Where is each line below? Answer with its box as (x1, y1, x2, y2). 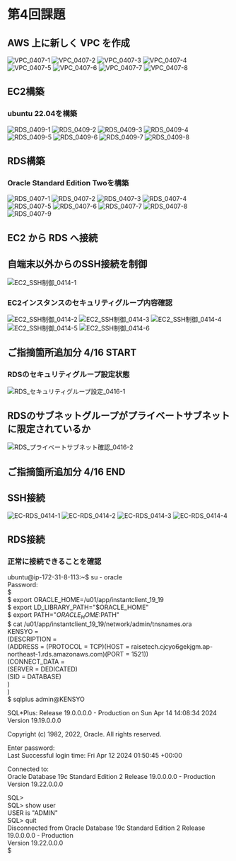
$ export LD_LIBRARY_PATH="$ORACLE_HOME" (7, 603, 149, 612)
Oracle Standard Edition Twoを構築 (7, 178, 129, 187)
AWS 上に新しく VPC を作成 (7, 37, 131, 49)
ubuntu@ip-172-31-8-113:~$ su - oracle (7, 573, 122, 582)
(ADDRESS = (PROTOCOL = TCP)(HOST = (7, 642, 130, 651)
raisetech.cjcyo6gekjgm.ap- (131, 642, 213, 651)
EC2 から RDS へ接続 (7, 231, 98, 244)
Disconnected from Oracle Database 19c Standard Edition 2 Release (7, 824, 206, 832)
